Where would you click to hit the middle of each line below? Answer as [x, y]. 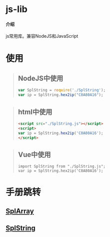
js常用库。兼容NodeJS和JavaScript [42, 36]
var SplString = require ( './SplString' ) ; [62, 90]
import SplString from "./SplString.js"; [61, 167]
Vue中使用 [34, 154]
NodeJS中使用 [40, 78]
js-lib [17, 9]
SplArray [20, 211]
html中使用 [35, 112]
